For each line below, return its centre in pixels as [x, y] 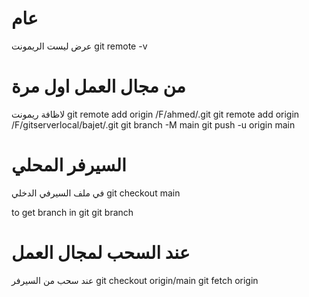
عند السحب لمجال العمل [101, 253]
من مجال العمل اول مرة [98, 86]
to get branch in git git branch [72, 212]
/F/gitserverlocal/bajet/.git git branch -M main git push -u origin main [153, 124]
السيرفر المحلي [69, 165]
